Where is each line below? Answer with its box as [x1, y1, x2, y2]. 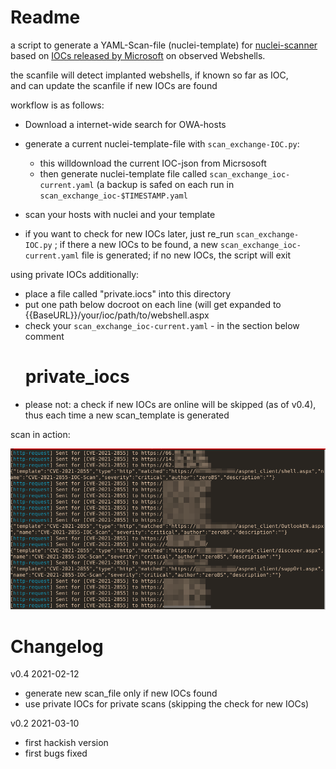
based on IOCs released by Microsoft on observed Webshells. [10, 49, 266, 61]
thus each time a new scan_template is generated [24, 409, 230, 421]
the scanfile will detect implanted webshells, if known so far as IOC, [10, 69, 289, 81]
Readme [10, 6, 81, 29]
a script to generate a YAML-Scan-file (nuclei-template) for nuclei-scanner [10, 39, 318, 51]
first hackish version [24, 737, 109, 749]
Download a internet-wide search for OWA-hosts [24, 118, 227, 130]
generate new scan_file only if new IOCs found [24, 687, 218, 700]
